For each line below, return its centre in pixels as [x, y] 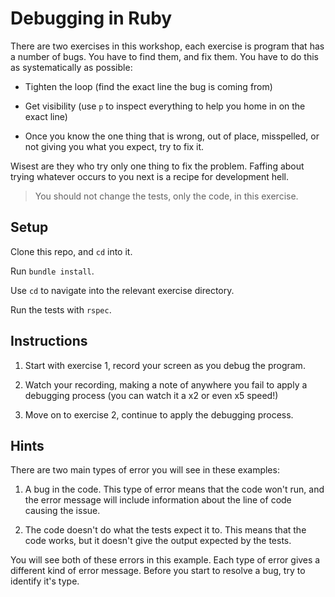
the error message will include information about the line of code [158, 500]
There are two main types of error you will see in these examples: [145, 470]
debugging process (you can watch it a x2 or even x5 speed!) [151, 395]
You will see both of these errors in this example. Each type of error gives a [165, 560]
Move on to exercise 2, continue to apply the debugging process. [159, 414]
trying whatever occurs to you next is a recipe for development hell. [150, 176]
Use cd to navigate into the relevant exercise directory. [122, 290]
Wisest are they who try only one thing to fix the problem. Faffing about [157, 166]
